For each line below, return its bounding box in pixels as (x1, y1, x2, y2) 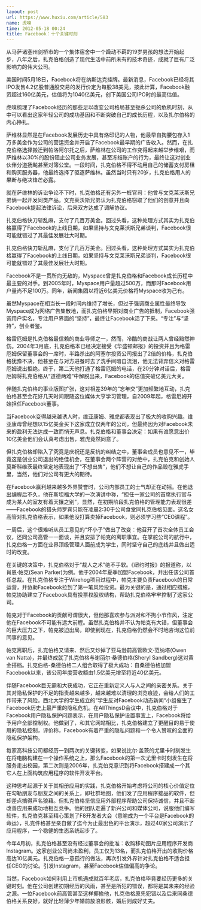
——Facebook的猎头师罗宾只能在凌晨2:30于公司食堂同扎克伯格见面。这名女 (6, 506, 194, 513)
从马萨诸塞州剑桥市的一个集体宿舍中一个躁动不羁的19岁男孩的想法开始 (6, 49, 179, 56)
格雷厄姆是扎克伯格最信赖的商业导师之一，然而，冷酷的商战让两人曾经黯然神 (6, 335, 195, 342)
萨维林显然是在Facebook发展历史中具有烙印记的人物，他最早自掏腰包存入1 (6, 131, 190, 138)
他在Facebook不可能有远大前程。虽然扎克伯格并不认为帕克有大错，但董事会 (6, 619, 193, 626)
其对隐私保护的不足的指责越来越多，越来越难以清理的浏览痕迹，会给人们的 (6, 690, 190, 697)
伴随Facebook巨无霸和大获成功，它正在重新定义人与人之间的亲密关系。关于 (6, 682, 193, 689)
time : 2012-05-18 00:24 (6, 25, 66, 32)
